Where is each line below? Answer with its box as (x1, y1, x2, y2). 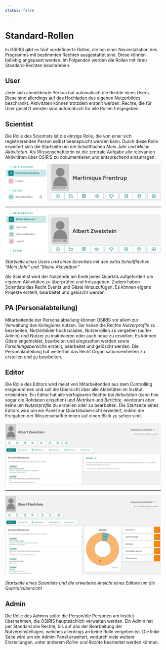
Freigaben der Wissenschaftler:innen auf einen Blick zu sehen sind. (5, 413, 142, 419)
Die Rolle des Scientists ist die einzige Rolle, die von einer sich (5, 133, 132, 139)
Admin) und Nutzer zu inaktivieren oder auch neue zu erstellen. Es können (5, 332, 157, 338)
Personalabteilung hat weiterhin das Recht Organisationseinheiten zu (5, 348, 146, 354)
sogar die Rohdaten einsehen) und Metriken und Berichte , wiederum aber (5, 397, 155, 403)
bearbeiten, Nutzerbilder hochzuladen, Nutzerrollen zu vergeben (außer (5, 327, 152, 333)
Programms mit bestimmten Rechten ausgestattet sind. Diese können (5, 52, 146, 58)
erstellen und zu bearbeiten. (5, 354, 63, 360)
